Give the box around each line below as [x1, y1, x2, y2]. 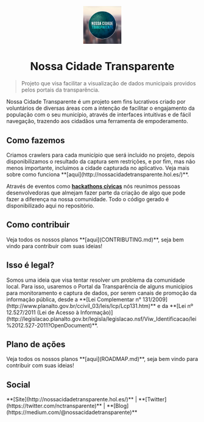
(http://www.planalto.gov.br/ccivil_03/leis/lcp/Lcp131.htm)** [6, 302, 157, 309]
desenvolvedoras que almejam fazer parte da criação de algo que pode [6, 189, 186, 196]
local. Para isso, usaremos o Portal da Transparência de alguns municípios [6, 282, 193, 290]
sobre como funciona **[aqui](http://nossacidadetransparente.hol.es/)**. [6, 171, 189, 178]
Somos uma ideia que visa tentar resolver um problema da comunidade [6, 276, 186, 284]
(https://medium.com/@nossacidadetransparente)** [6, 409, 138, 416]
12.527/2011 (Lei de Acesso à [6, 309, 79, 316]
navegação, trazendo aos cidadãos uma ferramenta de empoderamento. [6, 118, 189, 125]
